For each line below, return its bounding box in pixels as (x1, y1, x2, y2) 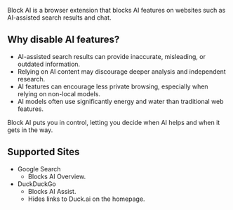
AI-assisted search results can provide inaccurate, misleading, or (17, 52, 206, 60)
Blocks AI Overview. (27, 172, 86, 181)
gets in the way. (7, 126, 53, 134)
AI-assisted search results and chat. (7, 13, 112, 22)
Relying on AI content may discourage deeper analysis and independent (17, 67, 226, 76)
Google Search (17, 164, 61, 173)
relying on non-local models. (17, 89, 100, 98)
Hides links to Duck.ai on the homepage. (27, 195, 145, 203)
